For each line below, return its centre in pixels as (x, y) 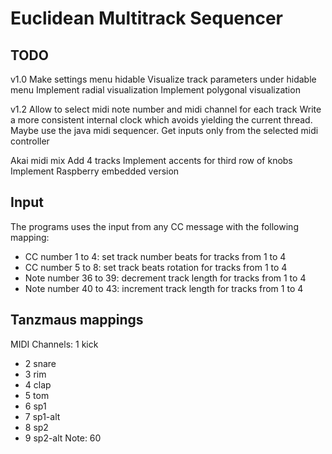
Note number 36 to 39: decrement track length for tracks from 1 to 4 (165, 278)
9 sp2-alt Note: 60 (63, 438)
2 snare (40, 363)
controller (30, 141)
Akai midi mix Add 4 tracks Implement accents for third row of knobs (151, 160)
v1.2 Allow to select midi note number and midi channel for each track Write (166, 109)
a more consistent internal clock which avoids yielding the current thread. (161, 120)
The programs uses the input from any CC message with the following (154, 226)
